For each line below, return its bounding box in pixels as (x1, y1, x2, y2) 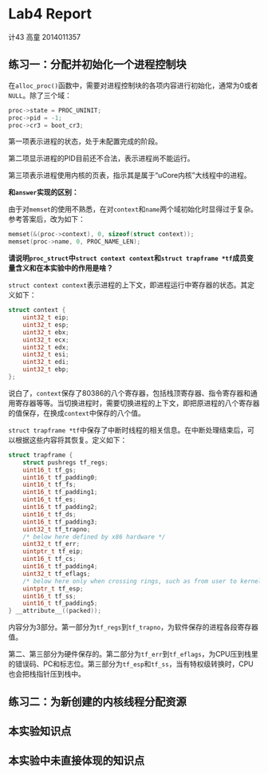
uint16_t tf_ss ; (22, 592, 77, 600)
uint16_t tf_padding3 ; (22, 518, 98, 526)
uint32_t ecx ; (22, 336, 69, 344)
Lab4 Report (8, 5, 93, 23)
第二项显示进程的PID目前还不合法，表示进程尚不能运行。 (8, 153, 195, 164)
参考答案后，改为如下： (8, 215, 85, 224)
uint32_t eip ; (22, 314, 69, 322)
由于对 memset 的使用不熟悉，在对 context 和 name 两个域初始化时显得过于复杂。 (8, 204, 258, 214)
